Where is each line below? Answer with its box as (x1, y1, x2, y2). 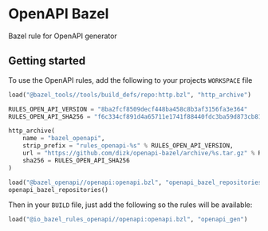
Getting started (8, 54, 86, 68)
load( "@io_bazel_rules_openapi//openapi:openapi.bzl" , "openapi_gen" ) (8, 216, 248, 224)
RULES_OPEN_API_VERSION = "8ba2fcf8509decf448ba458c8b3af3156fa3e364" (8, 105, 248, 113)
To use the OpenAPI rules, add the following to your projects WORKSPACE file (8, 75, 253, 84)
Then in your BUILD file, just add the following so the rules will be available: (8, 200, 253, 209)
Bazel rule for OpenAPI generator (8, 31, 117, 41)
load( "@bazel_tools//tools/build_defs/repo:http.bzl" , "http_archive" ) (8, 91, 251, 99)
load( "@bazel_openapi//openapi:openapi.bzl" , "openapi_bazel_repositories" (8, 178, 266, 186)
